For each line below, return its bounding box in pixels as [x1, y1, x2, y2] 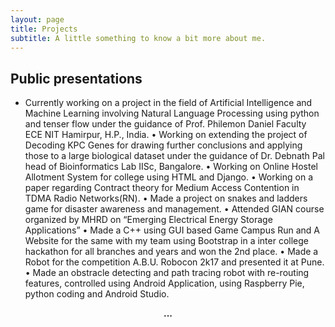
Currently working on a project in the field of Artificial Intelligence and [24, 97, 313, 109]
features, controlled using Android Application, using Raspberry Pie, [24, 277, 305, 290]
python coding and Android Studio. [24, 288, 170, 300]
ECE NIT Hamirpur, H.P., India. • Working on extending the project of [24, 129, 308, 141]
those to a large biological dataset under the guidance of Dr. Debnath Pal [24, 150, 325, 162]
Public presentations [10, 70, 143, 87]
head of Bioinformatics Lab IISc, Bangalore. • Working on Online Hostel [24, 161, 318, 173]
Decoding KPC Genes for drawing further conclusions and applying [24, 139, 303, 151]
